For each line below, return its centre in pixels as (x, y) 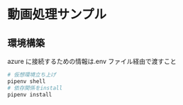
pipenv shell (27, 81)
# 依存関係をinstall (35, 88)
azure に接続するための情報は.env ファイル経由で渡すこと (92, 61)
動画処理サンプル (57, 15)
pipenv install (30, 94)
